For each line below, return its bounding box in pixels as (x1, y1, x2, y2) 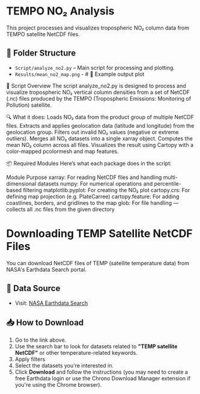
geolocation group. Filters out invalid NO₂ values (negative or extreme (6, 128, 179, 136)
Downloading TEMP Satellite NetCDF (6, 227, 193, 240)
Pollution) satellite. (6, 101, 52, 108)
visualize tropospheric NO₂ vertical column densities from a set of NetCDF (6, 89, 190, 96)
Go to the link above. (14, 336, 67, 344)
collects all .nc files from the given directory (6, 205, 115, 213)
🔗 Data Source (6, 283, 61, 293)
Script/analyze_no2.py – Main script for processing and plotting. (14, 64, 175, 71)
